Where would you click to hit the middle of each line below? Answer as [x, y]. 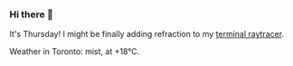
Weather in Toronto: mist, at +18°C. [75, 52]
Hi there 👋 [32, 14]
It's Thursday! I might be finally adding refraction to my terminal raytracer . [147, 34]
